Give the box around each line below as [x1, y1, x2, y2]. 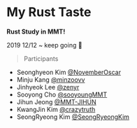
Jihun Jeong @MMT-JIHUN [16, 97, 97, 106]
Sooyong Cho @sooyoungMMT [16, 90, 108, 99]
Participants [23, 54, 59, 63]
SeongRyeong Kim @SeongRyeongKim [16, 113, 130, 121]
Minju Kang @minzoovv [16, 75, 85, 84]
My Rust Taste [6, 4, 92, 20]
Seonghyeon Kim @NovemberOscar [16, 68, 122, 76]
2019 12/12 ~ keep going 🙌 [6, 41, 82, 49]
